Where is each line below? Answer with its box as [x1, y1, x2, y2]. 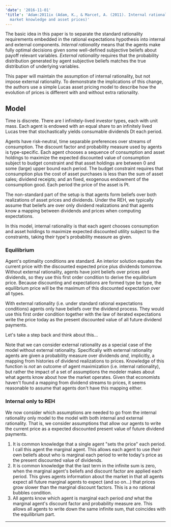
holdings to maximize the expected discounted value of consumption [5, 155, 150, 161]
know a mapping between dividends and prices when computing [5, 208, 141, 214]
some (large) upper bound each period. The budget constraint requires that [5, 165, 164, 172]
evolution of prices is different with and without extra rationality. [5, 90, 139, 96]
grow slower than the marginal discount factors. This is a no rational [12, 484, 155, 490]
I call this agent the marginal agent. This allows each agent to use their [12, 446, 161, 452]
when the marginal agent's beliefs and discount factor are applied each [12, 468, 162, 474]
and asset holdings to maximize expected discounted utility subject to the [5, 229, 159, 235]
